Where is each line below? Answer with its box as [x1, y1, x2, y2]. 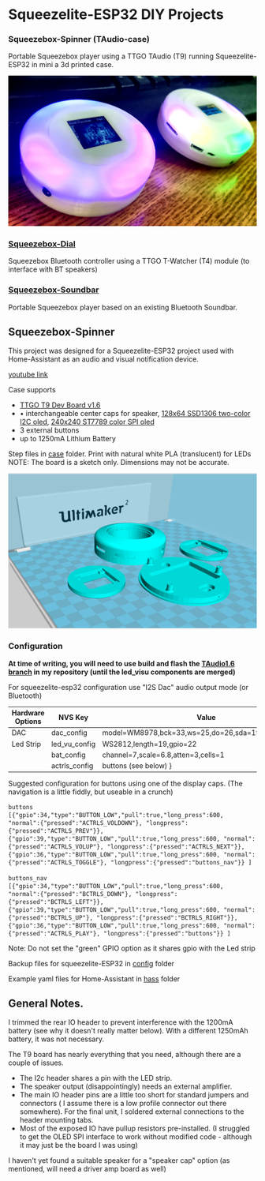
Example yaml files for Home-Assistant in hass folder [8, 973, 181, 984]
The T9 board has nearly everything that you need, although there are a [8, 1050, 241, 1059]
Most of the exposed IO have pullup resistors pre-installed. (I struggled [19, 1123, 250, 1134]
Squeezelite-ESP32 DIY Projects [8, 6, 224, 24]
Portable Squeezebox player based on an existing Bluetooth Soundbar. [8, 302, 238, 312]
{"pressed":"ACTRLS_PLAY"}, [8, 929, 101, 937]
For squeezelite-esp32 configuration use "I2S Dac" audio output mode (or [8, 682, 248, 692]
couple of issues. [8, 1058, 65, 1067]
